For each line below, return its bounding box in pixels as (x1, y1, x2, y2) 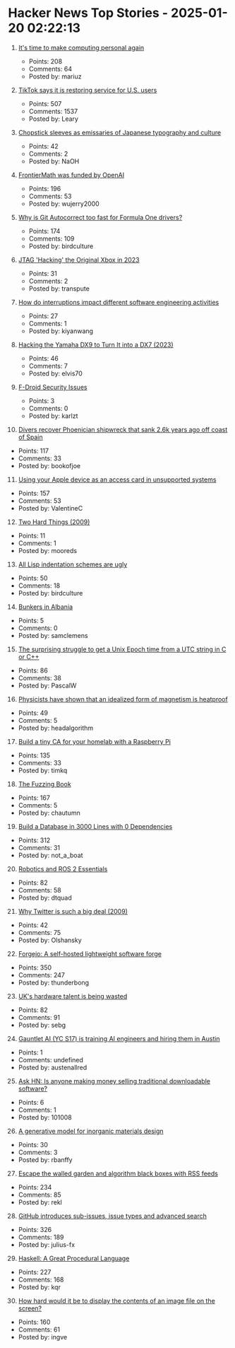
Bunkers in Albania (18, 603, 73, 611)
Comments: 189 (18, 1233, 64, 1241)
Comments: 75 (18, 928, 61, 936)
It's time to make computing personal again (18, 43, 145, 52)
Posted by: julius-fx (18, 1240, 76, 1249)
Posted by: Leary (28, 115, 78, 123)
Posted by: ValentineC (18, 504, 83, 512)
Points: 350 (18, 963, 52, 972)
